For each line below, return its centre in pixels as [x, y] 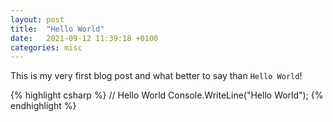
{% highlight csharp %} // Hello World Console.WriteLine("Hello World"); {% [167, 95]
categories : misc [46, 47]
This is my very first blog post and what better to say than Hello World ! [156, 76]
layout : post [37, 19]
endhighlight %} [43, 106]
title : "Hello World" [57, 29]
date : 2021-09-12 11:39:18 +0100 [84, 38]
